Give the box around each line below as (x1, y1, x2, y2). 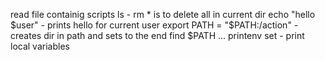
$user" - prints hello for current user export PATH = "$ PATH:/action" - (10, 19, 299, 31)
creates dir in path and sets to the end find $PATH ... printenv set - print (10, 30, 305, 41)
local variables (10, 40, 70, 52)
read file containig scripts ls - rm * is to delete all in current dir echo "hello (10, 9, 316, 20)
